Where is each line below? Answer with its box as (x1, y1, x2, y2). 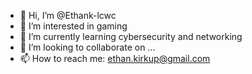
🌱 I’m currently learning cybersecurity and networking (19, 31, 243, 42)
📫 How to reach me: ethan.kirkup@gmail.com (19, 53, 211, 64)
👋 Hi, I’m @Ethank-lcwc (19, 10, 117, 21)
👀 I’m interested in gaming (19, 20, 128, 32)
